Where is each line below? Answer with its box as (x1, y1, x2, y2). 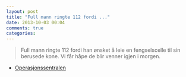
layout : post (6, 8, 39, 15)
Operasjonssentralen (14, 64, 67, 71)
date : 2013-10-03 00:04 (6, 19, 65, 25)
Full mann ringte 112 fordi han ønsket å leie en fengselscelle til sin (20, 46, 181, 53)
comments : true (6, 25, 44, 31)
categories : (6, 31, 36, 36)
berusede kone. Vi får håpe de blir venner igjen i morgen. (20, 53, 161, 60)
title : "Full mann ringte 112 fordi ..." (6, 14, 111, 20)
